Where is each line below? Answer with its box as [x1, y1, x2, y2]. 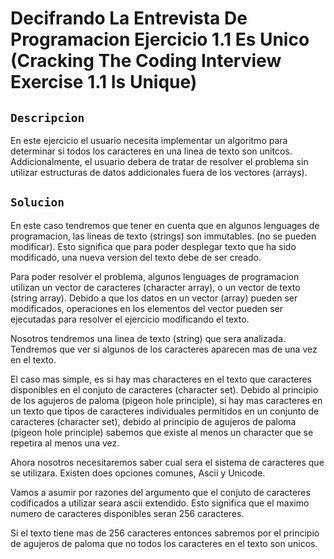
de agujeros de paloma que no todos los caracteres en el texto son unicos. [10, 537, 318, 549]
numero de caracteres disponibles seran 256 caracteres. [10, 507, 245, 519]
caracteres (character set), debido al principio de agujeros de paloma [10, 415, 297, 427]
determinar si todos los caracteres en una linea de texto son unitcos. [10, 145, 293, 157]
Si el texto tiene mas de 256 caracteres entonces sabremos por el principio [10, 527, 320, 539]
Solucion [10, 195, 65, 210]
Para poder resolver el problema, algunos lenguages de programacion [10, 270, 300, 282]
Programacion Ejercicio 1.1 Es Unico [10, 28, 310, 51]
